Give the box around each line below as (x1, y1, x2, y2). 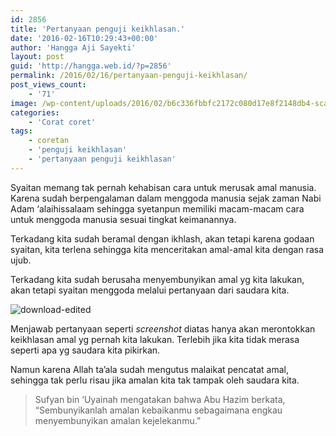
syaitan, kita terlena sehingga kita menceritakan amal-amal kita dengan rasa (10, 243, 325, 255)
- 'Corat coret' (28, 117, 97, 127)
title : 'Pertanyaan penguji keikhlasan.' (10, 24, 186, 34)
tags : (10, 126, 33, 136)
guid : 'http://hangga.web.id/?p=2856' (10, 61, 172, 71)
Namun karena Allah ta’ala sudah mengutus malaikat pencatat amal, (10, 363, 289, 375)
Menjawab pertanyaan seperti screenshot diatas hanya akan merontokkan (10, 322, 316, 335)
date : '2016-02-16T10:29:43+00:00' (10, 33, 159, 43)
